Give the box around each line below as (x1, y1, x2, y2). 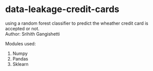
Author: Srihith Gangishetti (5, 31, 60, 37)
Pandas (12, 55, 29, 61)
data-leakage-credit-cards (5, 4, 119, 15)
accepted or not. (5, 25, 40, 31)
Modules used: (5, 40, 36, 46)
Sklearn (12, 61, 29, 67)
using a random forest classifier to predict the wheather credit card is (5, 20, 148, 26)
